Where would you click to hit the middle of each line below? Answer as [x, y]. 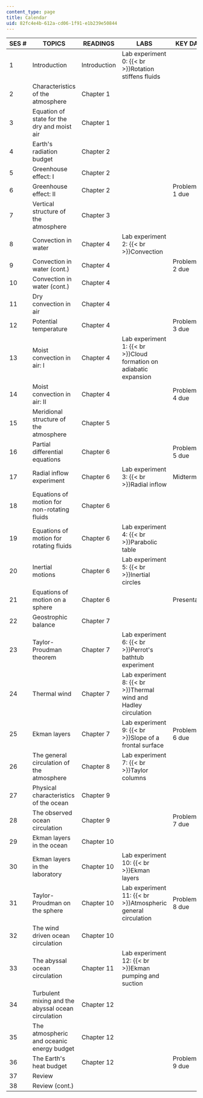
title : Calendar [27, 18]
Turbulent [46, 994]
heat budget [50, 1066]
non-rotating [51, 510]
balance [44, 625]
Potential [45, 322]
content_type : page [31, 12]
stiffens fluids [141, 76]
